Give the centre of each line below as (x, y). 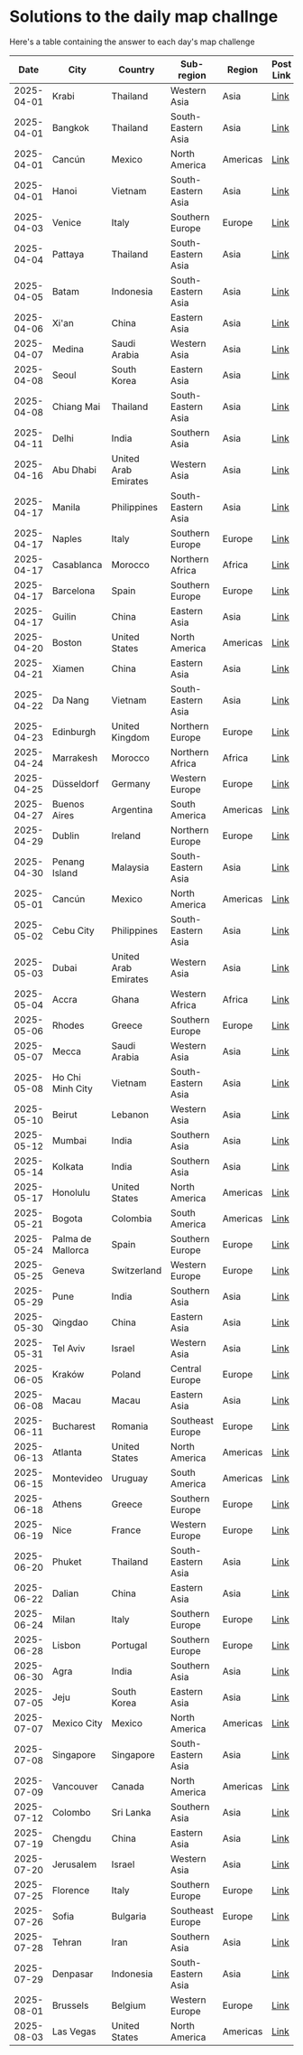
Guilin (64, 616)
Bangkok (71, 127)
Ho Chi (66, 1077)
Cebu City (73, 930)
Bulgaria (129, 1916)
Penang (69, 862)
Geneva (69, 1270)
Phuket (67, 1562)
